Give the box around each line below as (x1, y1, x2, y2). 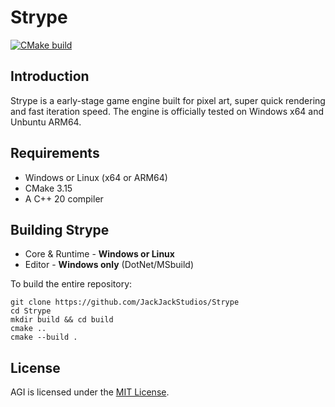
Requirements (10, 145, 100, 162)
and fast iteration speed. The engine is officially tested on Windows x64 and (10, 105, 325, 117)
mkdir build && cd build (10, 315, 114, 325)
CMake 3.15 (24, 182, 73, 194)
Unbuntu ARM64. (10, 116, 82, 128)
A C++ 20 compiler (24, 192, 104, 205)
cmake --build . (10, 332, 78, 343)
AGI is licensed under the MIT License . (10, 386, 170, 398)
